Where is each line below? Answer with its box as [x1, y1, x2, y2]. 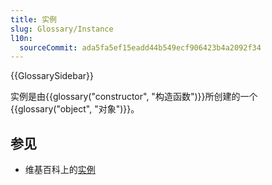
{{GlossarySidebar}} [10, 70, 95, 82]
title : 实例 [10, 14, 57, 25]
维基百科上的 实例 [24, 164, 96, 176]
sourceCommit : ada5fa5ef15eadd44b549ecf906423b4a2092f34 [19, 42, 262, 53]
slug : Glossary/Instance [10, 24, 114, 34]
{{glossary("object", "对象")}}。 [10, 103, 140, 115]
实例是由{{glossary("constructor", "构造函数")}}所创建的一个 [10, 91, 258, 103]
